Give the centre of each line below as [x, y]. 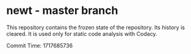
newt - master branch [62, 11]
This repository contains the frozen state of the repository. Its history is [95, 27]
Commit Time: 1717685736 [40, 46]
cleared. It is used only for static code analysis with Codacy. [82, 33]
